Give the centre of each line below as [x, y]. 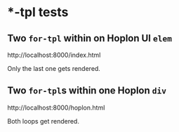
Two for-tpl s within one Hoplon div [87, 91]
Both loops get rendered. [43, 121]
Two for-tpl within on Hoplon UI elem [89, 38]
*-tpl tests [38, 12]
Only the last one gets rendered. [54, 68]
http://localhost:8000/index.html [54, 55]
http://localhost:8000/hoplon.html [56, 107]
